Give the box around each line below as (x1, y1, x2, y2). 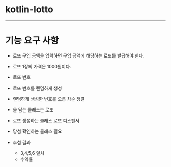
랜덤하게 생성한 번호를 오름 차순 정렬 (12, 96, 85, 102)
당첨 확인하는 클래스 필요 (12, 128, 62, 134)
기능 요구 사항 (5, 35, 59, 46)
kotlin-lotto (5, 4, 53, 15)
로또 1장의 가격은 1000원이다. (12, 63, 71, 69)
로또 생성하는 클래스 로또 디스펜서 (12, 117, 80, 123)
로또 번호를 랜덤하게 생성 (12, 85, 62, 91)
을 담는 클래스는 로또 (12, 106, 54, 113)
